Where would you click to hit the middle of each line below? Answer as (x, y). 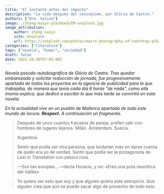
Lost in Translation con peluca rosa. (53, 157)
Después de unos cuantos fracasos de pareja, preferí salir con (80, 123)
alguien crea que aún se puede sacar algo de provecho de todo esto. (86, 186)
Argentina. (27, 138)
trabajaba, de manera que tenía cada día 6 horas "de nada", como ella (77, 88)
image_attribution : (25, 28)
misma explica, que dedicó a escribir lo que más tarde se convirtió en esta (80, 94)
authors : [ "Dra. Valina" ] (31, 18)
